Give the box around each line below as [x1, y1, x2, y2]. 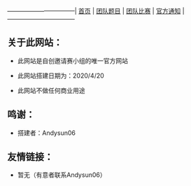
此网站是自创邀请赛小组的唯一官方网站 [17, 56, 128, 65]
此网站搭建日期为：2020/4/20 [17, 71, 105, 80]
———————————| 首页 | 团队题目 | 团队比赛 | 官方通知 [7, 7, 181, 15]
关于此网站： [7, 36, 63, 48]
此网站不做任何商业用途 [17, 86, 85, 94]
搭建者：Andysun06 [17, 129, 76, 137]
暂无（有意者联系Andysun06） [17, 171, 106, 179]
